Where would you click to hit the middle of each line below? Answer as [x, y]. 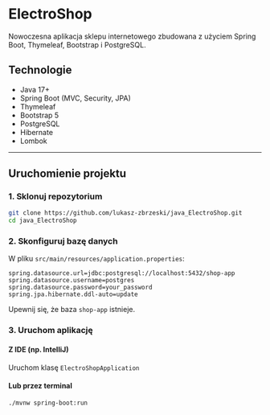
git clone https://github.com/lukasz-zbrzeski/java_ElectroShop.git [125, 213]
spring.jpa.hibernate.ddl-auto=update [73, 294]
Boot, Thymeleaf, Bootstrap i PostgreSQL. [77, 44]
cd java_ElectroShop [43, 221]
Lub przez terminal [40, 386]
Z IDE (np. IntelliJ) [39, 349]
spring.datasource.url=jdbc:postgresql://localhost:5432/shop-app [122, 273]
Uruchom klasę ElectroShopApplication [74, 368]
